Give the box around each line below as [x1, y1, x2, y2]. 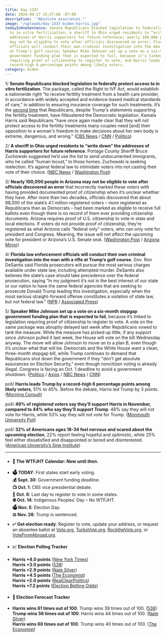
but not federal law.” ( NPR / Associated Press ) [5, 299, 99, 304]
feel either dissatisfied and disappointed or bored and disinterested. [5, 437, 143, 443]
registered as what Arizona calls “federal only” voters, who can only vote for [5, 226, 161, 232]
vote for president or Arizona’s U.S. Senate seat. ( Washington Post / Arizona [5, 237, 160, 243]
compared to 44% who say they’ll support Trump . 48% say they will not [5, 406, 155, 412]
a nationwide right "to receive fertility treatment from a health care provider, [5, 91, 160, 97]
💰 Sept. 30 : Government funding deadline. [12, 477, 100, 483]
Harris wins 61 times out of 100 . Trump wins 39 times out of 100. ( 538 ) [12, 605, 157, 611]
